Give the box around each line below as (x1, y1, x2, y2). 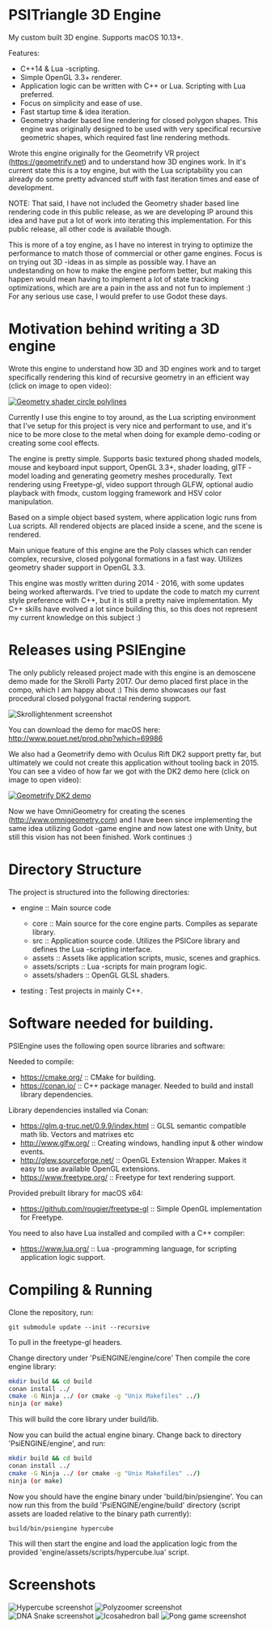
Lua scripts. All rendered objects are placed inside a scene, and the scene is (8, 520, 263, 531)
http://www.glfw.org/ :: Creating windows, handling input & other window (19, 1138, 264, 1148)
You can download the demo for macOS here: (8, 724, 161, 734)
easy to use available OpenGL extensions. (19, 1164, 160, 1173)
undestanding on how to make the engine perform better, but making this (8, 265, 252, 275)
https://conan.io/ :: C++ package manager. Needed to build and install (19, 1080, 253, 1090)
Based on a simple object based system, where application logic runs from (8, 512, 257, 522)
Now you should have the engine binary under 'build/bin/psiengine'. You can (8, 1491, 263, 1501)
